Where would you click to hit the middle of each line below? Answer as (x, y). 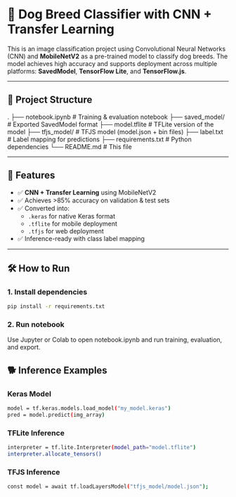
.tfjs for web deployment (66, 231)
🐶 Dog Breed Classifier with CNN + (110, 14)
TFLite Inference (36, 433)
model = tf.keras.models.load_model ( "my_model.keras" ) (89, 408)
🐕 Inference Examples (57, 370)
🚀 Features (31, 175)
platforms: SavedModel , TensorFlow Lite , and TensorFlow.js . (97, 71)
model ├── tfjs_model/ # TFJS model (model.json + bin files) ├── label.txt (115, 131)
